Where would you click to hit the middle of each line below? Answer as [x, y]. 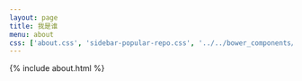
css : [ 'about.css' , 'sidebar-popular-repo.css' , [102, 43]
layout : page [34, 18]
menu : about [31, 34]
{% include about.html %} [57, 68]
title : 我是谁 [34, 26]
